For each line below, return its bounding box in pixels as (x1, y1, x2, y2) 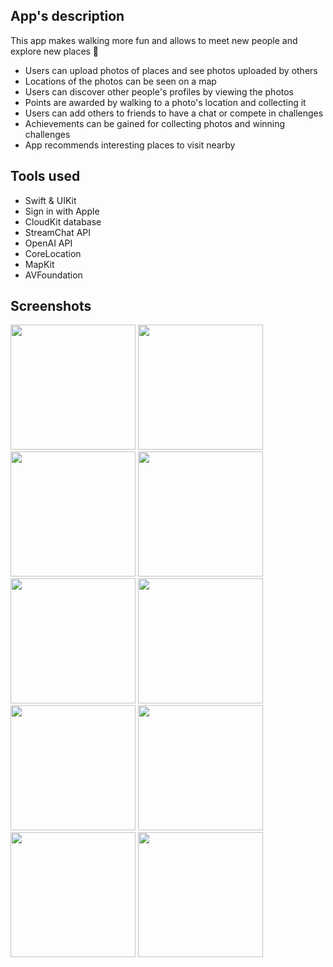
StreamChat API (24, 226, 92, 238)
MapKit (24, 258, 55, 270)
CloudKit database (24, 215, 102, 228)
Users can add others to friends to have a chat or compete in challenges (24, 107, 324, 119)
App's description (10, 8, 125, 25)
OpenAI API (24, 237, 73, 249)
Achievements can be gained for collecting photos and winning (24, 117, 286, 129)
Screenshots (10, 298, 92, 315)
